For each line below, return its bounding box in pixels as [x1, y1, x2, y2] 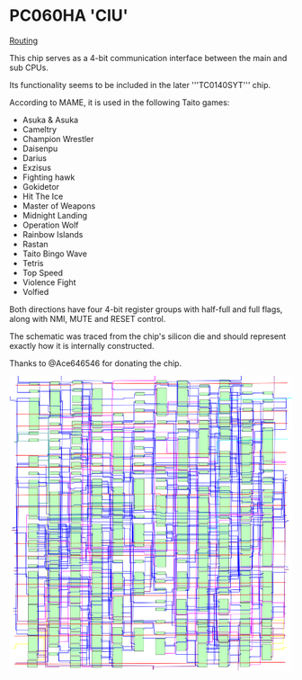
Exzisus [22, 162, 52, 173]
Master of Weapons [22, 200, 96, 211]
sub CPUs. [9, 62, 49, 73]
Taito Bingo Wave [22, 248, 88, 259]
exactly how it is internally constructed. [9, 340, 155, 351]
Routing [9, 35, 39, 46]
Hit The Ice [22, 191, 64, 201]
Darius [22, 152, 48, 163]
